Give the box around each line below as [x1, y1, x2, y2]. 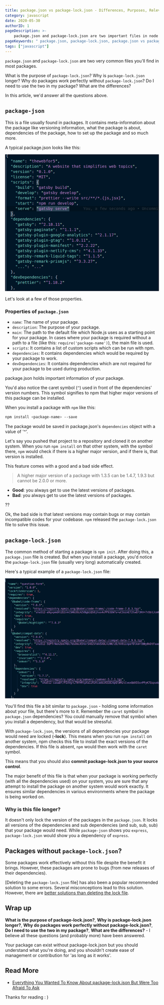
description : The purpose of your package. [12, 325, 100, 330]
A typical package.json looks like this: [5, 144, 81, 150]
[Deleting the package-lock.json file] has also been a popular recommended [5, 880, 158, 885]
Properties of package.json [5, 308, 69, 315]
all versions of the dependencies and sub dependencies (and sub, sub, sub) [5, 822, 158, 828]
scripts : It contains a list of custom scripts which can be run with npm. [12, 345, 155, 351]
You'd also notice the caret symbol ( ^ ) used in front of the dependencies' [5, 385, 152, 390]
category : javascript [5, 13, 49, 18]
